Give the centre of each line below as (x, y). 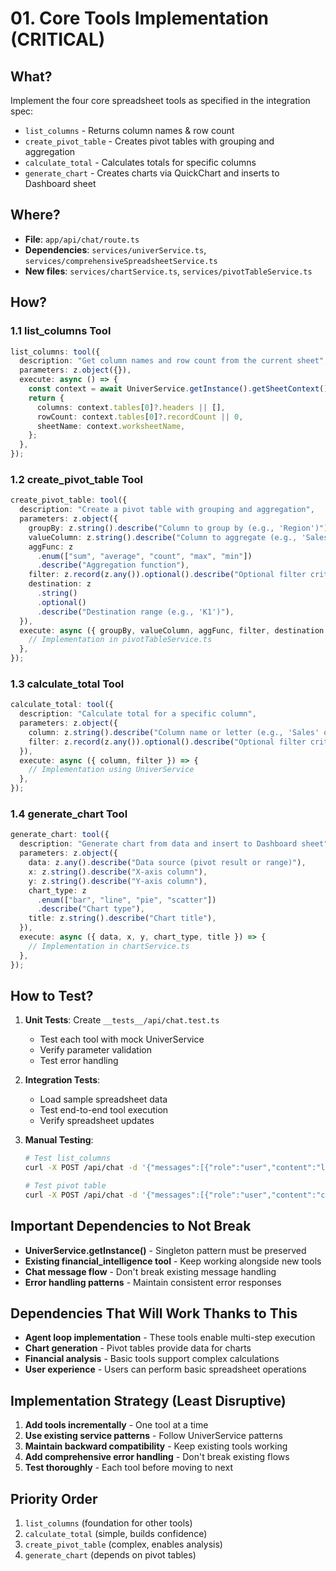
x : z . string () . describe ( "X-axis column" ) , (118, 872)
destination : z (60, 584)
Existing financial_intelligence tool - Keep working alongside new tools (173, 1261)
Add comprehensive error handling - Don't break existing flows (157, 1457)
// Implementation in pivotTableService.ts (120, 640)
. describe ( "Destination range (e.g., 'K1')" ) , (135, 612)
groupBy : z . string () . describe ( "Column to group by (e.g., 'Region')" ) (178, 528)
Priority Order (54, 1498)
